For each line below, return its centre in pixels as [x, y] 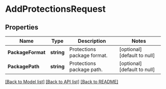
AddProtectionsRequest [56, 9]
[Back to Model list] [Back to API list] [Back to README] [62, 82]
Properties [22, 27]
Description [92, 41]
